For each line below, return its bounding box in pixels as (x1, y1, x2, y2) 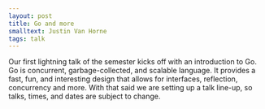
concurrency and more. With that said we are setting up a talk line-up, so (8, 83, 253, 93)
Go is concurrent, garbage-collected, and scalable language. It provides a (8, 66, 256, 76)
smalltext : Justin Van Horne (8, 27, 107, 35)
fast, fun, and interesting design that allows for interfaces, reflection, (8, 74, 238, 84)
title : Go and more (8, 20, 75, 28)
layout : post (8, 11, 53, 20)
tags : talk (8, 34, 46, 43)
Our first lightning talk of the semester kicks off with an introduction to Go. (8, 57, 258, 67)
